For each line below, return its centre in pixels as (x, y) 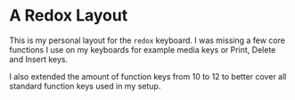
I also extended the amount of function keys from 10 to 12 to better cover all (148, 76)
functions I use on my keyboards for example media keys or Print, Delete (143, 49)
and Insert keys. (39, 59)
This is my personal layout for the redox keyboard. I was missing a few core (147, 40)
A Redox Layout (69, 16)
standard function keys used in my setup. (85, 86)
